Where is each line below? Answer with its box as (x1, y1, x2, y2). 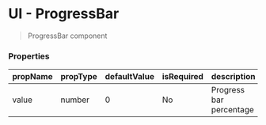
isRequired (161, 71, 204, 82)
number (60, 94, 89, 105)
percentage (211, 104, 255, 116)
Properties (8, 51, 50, 62)
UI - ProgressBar (8, 5, 120, 23)
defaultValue (104, 71, 154, 82)
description (211, 71, 256, 82)
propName (12, 71, 53, 82)
